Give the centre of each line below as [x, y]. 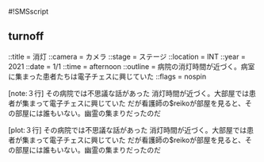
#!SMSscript [29, 12]
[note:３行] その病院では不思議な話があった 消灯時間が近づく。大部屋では [129, 93]
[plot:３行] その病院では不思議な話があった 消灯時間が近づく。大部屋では [128, 129]
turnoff [26, 36]
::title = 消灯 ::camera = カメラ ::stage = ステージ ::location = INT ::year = [127, 56]
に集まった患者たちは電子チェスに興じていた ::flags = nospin [107, 76]
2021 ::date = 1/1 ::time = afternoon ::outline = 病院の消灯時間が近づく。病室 [132, 66]
